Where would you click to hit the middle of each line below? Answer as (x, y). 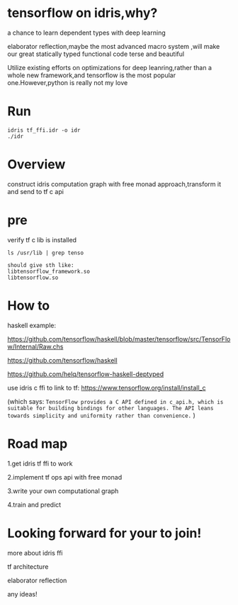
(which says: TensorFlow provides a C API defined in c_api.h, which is (115, 401)
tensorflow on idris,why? (83, 13)
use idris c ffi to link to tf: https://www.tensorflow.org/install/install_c (107, 388)
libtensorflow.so (33, 278)
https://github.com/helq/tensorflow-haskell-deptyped (86, 374)
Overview (36, 165)
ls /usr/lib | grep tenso (45, 253)
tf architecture (28, 566)
